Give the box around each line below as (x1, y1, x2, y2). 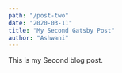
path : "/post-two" (8, 11, 69, 20)
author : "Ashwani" (8, 33, 69, 42)
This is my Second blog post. (8, 56, 103, 65)
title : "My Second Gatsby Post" (8, 26, 115, 34)
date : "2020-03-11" (8, 19, 73, 27)
